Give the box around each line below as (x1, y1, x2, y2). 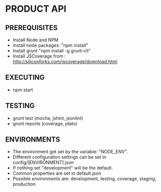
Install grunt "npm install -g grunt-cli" (12, 48, 91, 53)
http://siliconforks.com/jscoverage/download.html (12, 59, 118, 64)
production (12, 181, 36, 187)
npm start (12, 87, 33, 93)
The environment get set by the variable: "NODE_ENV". (12, 149, 128, 155)
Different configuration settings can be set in (12, 154, 107, 160)
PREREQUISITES (5, 23, 58, 32)
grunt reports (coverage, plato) (12, 120, 78, 126)
